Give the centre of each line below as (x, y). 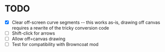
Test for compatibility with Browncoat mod (55, 45)
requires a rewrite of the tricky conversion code (60, 28)
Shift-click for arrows (33, 33)
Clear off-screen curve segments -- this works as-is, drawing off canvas (86, 22)
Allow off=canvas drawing (38, 39)
